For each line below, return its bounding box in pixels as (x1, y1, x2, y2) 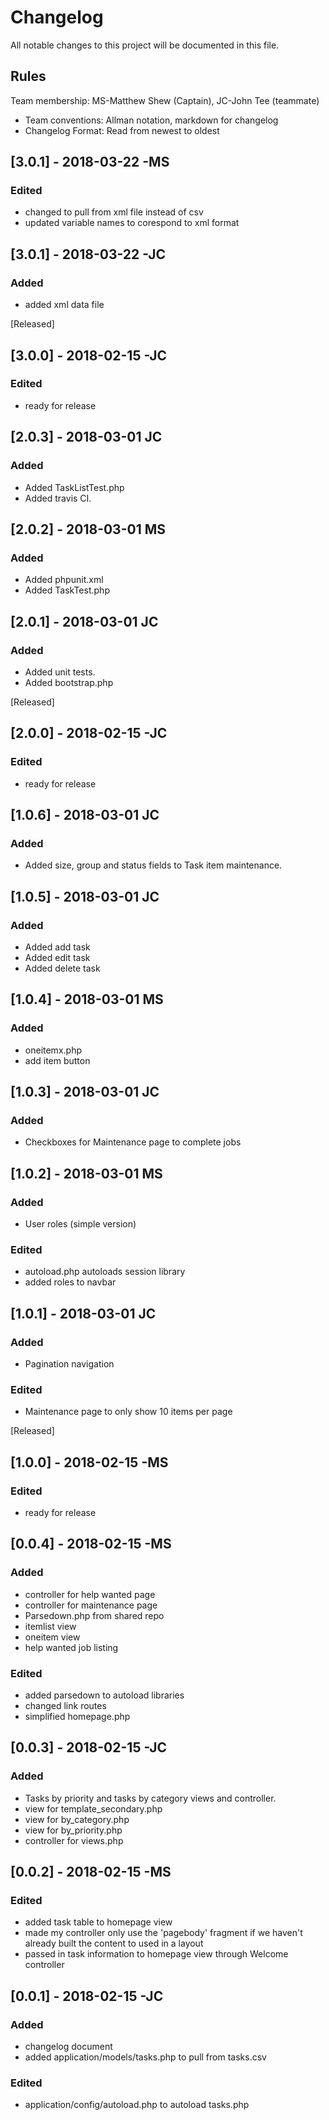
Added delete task (24, 962, 101, 974)
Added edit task (24, 951, 91, 963)
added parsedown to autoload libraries (24, 1689, 185, 1701)
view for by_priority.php (24, 1824, 123, 1836)
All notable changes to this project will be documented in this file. (10, 39, 280, 51)
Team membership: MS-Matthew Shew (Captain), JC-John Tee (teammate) (10, 94, 320, 106)
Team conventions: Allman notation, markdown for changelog (24, 114, 279, 126)
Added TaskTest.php (24, 584, 110, 596)
